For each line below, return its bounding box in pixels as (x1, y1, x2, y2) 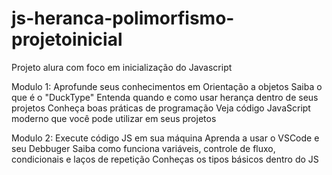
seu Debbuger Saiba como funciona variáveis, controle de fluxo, (11, 142, 276, 154)
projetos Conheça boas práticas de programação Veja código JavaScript (11, 102, 311, 114)
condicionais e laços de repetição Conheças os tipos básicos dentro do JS (11, 153, 319, 165)
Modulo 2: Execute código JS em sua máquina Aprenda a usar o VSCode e (11, 132, 320, 144)
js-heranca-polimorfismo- (11, 7, 235, 30)
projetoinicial (11, 28, 123, 51)
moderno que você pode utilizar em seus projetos (11, 112, 217, 124)
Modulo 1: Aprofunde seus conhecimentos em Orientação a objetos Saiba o (11, 80, 323, 92)
